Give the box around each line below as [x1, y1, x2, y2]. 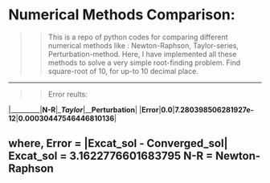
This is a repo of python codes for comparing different [47, 32, 228, 42]
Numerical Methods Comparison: [8, 6, 235, 24]
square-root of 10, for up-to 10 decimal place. [47, 66, 198, 75]
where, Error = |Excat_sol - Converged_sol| [8, 136, 228, 150]
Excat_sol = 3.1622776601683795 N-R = [8, 149, 214, 163]
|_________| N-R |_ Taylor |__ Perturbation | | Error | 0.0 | [8, 104, 175, 114]
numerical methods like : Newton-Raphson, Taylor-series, [47, 40, 239, 50]
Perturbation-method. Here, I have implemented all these [47, 49, 237, 59]
